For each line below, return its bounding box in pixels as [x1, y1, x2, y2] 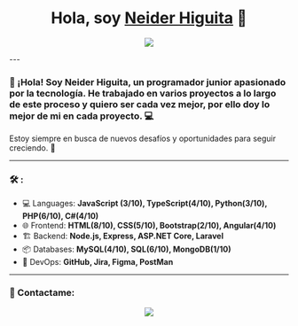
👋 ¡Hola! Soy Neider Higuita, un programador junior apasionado [9, 75, 286, 88]
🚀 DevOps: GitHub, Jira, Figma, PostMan [21, 256, 174, 267]
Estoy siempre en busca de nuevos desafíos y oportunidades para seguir [9, 133, 277, 144]
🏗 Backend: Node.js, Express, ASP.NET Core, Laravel [21, 230, 224, 241]
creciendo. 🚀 [9, 143, 56, 153]
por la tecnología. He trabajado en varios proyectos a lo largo [9, 87, 277, 99]
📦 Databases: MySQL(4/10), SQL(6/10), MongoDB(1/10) [21, 244, 231, 254]
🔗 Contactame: [9, 287, 75, 299]
